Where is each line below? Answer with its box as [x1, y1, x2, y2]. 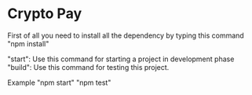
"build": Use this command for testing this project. [7, 62, 170, 71]
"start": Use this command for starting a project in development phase [7, 54, 235, 64]
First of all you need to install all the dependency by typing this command [7, 31, 244, 40]
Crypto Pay [7, 5, 82, 23]
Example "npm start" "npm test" [7, 78, 111, 87]
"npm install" [7, 38, 49, 48]
